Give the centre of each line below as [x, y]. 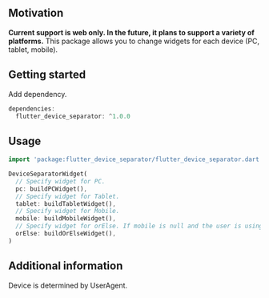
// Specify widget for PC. [60, 181]
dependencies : [32, 109]
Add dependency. [38, 94]
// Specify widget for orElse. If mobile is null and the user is [128, 226]
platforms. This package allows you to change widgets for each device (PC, [134, 41]
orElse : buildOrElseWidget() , [66, 234]
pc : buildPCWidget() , [52, 189]
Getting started [47, 75]
